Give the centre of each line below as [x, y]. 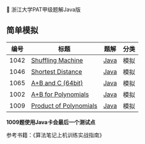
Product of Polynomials [64, 105]
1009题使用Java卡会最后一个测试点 [51, 122]
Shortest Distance [57, 71]
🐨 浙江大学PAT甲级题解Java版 [43, 9]
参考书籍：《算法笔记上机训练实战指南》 [56, 135]
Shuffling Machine [57, 60]
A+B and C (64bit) [57, 83]
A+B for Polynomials [60, 94]
